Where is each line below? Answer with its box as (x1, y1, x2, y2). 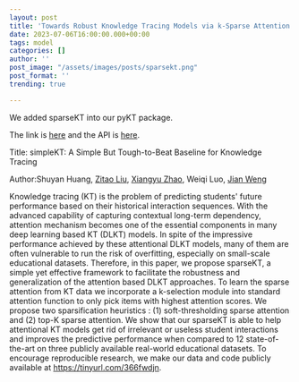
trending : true (9, 80, 66, 89)
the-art (9, 343, 36, 353)
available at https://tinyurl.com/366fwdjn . (9, 361, 162, 372)
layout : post (9, 13, 58, 22)
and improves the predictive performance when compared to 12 (9, 333, 244, 344)
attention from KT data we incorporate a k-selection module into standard (9, 285, 281, 296)
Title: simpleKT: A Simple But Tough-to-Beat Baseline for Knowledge (9, 147, 262, 157)
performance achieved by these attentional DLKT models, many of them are (9, 238, 289, 249)
